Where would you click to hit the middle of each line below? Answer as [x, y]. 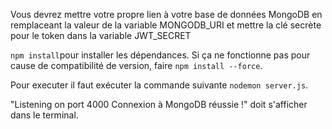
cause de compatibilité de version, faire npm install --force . [136, 65]
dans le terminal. [44, 115]
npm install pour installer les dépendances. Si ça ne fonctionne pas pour [160, 55]
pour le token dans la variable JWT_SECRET [101, 35]
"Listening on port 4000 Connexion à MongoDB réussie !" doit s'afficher [159, 104]
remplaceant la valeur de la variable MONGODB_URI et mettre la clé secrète [166, 25]
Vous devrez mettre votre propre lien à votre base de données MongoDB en [166, 14]
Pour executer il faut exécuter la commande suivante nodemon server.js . [159, 85]
